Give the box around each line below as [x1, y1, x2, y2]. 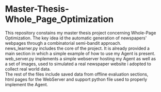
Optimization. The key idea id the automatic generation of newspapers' [5, 35, 147, 41]
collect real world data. [5, 66, 51, 72]
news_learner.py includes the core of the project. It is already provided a [5, 45, 150, 51]
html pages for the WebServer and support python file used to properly [5, 76, 147, 82]
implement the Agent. [5, 81, 48, 87]
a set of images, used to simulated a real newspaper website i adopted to [5, 61, 151, 67]
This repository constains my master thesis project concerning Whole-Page [5, 30, 156, 36]
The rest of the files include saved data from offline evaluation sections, [5, 71, 149, 77]
